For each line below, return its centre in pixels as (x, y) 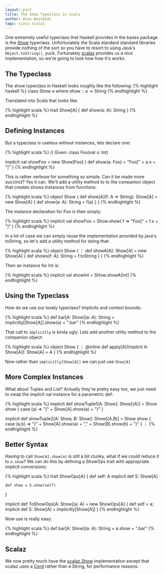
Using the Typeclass (37, 296)
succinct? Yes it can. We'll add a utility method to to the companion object (80, 182)
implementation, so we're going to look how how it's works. (65, 58)
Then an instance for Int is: (32, 265)
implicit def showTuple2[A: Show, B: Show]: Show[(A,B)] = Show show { (78, 418)
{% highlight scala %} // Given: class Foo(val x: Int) (57, 152)
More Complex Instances (44, 377)
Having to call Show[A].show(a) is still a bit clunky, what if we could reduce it (82, 456)
